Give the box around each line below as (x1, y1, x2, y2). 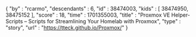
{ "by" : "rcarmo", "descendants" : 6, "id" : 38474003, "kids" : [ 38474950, (5, 5, 189, 12)
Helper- (171, 11, 190, 18)
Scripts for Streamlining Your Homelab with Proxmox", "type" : (28, 18, 181, 24)
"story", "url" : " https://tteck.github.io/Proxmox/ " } (5, 24, 129, 31)
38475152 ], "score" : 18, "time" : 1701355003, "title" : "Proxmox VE (5, 11, 170, 18)
